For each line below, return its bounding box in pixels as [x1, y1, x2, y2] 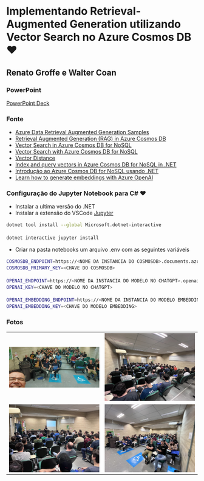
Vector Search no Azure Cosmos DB [6, 30, 192, 44]
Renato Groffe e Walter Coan [6, 67, 117, 77]
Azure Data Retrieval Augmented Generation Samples [15, 129, 149, 136]
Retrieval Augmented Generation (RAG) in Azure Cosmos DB [15, 135, 166, 143]
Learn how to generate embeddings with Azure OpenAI [15, 174, 154, 181]
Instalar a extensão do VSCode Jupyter [15, 209, 114, 217]
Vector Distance [15, 154, 56, 162]
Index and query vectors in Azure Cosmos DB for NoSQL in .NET [15, 161, 177, 168]
